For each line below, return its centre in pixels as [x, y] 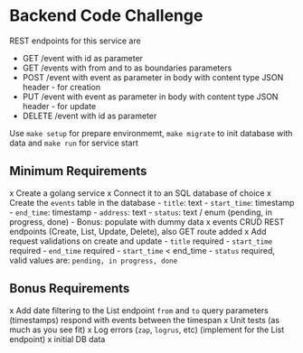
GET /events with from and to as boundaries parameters [127, 68]
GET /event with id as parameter [82, 58]
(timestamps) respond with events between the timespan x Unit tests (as [145, 320]
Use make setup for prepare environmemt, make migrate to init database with [151, 133]
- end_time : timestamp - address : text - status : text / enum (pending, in [141, 212]
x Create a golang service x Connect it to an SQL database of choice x [140, 193]
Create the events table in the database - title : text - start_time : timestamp [152, 202]
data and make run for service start [74, 143]
